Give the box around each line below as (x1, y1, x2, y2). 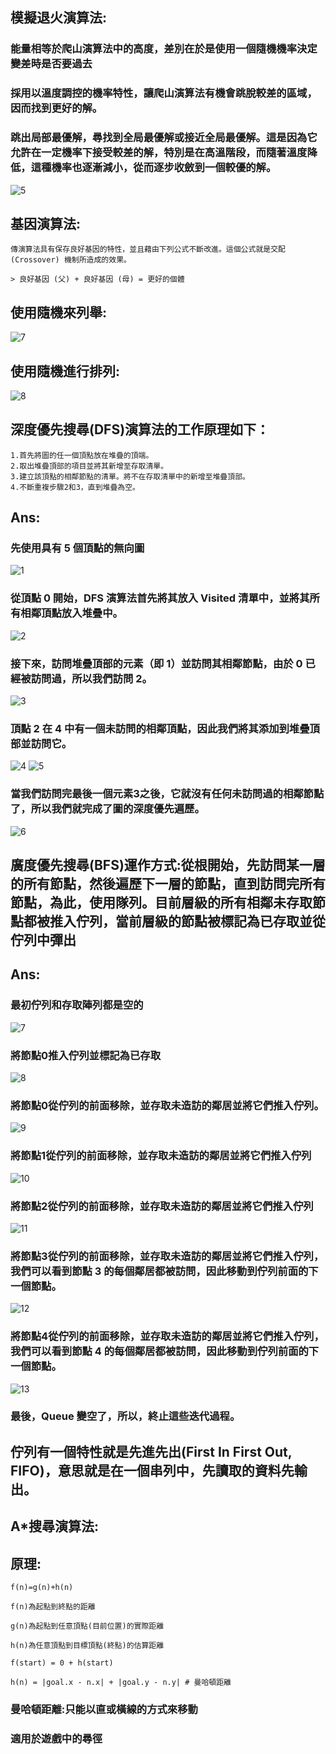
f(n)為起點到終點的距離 (10, 1602, 96, 1612)
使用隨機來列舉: (10, 304, 108, 321)
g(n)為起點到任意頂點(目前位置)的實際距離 (10, 1621, 165, 1632)
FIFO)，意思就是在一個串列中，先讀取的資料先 (10, 1462, 295, 1479)
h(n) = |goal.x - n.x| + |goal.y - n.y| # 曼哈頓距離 (10, 1678, 232, 1688)
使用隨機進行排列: (10, 363, 121, 380)
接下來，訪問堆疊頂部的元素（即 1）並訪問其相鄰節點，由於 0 (10, 656, 303, 670)
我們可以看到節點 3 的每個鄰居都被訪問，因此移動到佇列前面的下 (10, 1264, 319, 1278)
